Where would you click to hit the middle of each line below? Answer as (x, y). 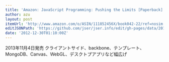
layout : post (19, 19)
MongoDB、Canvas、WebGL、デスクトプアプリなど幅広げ (66, 54)
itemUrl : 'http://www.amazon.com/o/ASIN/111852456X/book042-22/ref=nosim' (85, 24)
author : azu (18, 14)
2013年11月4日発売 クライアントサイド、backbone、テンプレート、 (75, 48)
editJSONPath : (20, 28)
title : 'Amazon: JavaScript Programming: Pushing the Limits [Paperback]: (85, 10)
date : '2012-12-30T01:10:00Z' (37, 33)
